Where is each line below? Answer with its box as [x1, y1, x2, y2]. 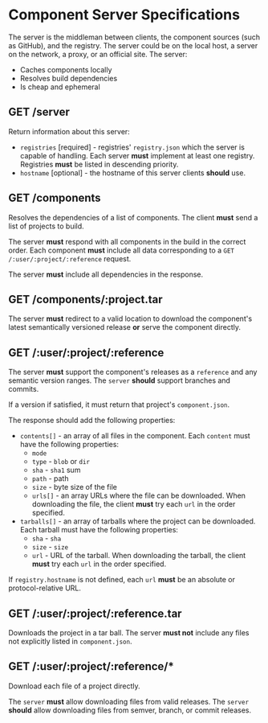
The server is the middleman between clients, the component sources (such [8, 32, 261, 42]
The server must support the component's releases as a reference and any [8, 368, 258, 377]
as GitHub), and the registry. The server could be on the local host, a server [8, 40, 258, 50]
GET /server [8, 105, 71, 119]
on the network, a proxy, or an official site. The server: [8, 49, 188, 59]
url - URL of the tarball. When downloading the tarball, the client [31, 551, 246, 561]
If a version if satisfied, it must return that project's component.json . [8, 400, 230, 409]
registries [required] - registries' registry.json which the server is [19, 142, 245, 152]
